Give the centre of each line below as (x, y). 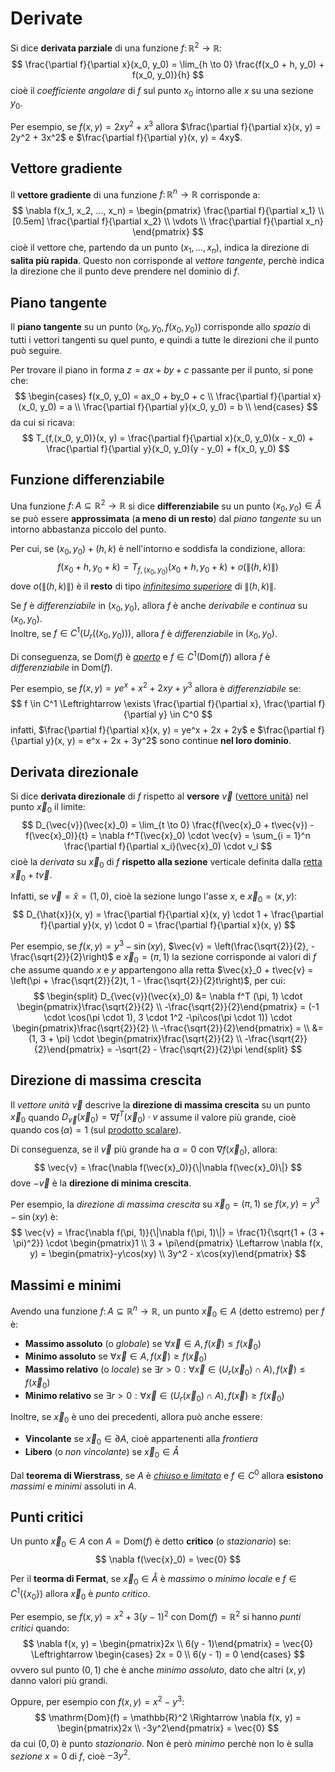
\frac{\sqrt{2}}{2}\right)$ (62, 956)
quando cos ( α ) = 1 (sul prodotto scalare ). (96, 1129)
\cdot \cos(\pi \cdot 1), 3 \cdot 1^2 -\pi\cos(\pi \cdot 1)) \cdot (168, 1017)
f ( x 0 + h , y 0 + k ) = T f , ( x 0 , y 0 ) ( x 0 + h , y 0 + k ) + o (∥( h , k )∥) (168, 568)
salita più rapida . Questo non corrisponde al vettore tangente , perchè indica (167, 261)
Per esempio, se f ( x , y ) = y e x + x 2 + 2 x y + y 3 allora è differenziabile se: (156, 687)
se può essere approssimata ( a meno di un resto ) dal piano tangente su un (166, 518)
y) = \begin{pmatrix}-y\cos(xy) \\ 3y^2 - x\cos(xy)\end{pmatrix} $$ (168, 1254)
